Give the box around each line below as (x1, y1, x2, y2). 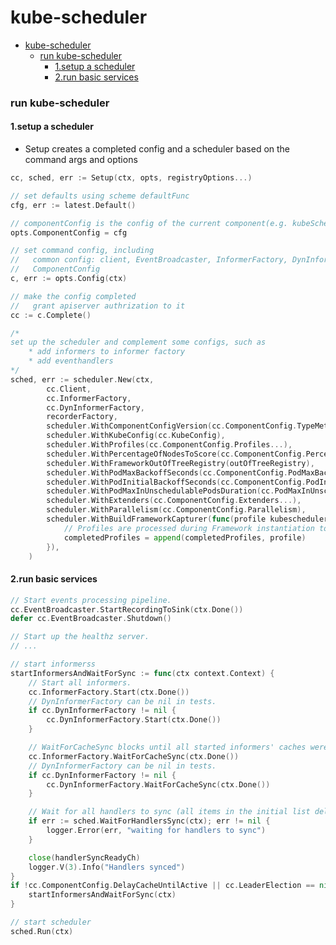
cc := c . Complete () (10, 310, 92, 320)
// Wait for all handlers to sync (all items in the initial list (28, 807, 311, 817)
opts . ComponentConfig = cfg (10, 227, 128, 238)
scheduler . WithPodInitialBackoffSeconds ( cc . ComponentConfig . (46, 477, 307, 487)
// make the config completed (10, 291, 137, 301)
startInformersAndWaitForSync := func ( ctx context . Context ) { (10, 668, 275, 678)
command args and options (24, 154, 138, 166)
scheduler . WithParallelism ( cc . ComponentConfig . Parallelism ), (46, 505, 307, 515)
